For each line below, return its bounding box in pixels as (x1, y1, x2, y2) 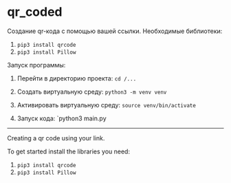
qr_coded (7, 4, 63, 20)
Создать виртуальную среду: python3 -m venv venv (16, 87, 167, 96)
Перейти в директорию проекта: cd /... (16, 74, 137, 83)
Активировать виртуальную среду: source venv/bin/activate (16, 100, 196, 109)
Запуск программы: (7, 61, 66, 69)
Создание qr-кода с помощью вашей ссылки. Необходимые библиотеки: (7, 27, 223, 35)
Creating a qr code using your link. (7, 133, 105, 142)
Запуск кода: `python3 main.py (16, 114, 107, 122)
